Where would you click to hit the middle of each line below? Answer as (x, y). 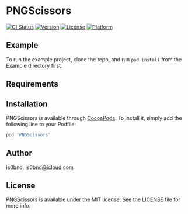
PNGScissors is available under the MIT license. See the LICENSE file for (93, 199)
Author (19, 153)
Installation (27, 104)
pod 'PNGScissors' (28, 135)
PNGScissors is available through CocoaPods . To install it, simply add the (94, 118)
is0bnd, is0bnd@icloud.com (40, 167)
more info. (18, 206)
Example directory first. (34, 65)
